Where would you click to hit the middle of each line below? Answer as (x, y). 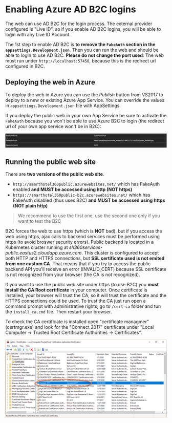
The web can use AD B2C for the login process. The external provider (79, 24)
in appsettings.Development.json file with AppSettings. (63, 105)
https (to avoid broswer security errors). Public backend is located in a (80, 242)
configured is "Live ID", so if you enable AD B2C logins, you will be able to (83, 29)
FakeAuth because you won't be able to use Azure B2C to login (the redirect (85, 121)
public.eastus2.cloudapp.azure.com (44, 253)
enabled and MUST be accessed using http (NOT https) (72, 189)
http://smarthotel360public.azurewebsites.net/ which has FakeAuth (86, 184)
